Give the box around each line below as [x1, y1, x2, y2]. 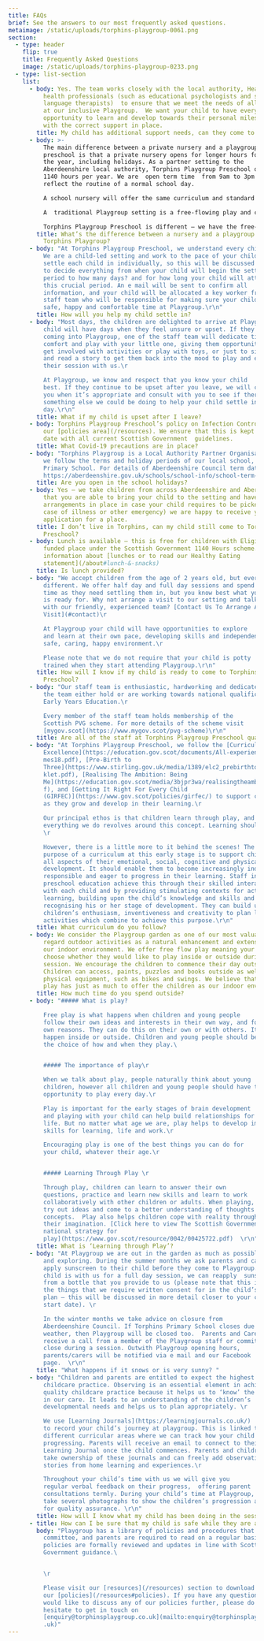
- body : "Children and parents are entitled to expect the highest [28, 1373, 255, 1382]
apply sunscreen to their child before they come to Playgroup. [42, 1264, 258, 1272]
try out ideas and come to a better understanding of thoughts [42, 1205, 255, 1214]
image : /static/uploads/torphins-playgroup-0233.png [22, 63, 199, 71]
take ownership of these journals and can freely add [42, 1453, 223, 1462]
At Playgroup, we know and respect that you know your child [42, 376, 247, 385]
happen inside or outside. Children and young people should [42, 1033, 247, 1041]
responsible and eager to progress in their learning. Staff [42, 873, 247, 880]
